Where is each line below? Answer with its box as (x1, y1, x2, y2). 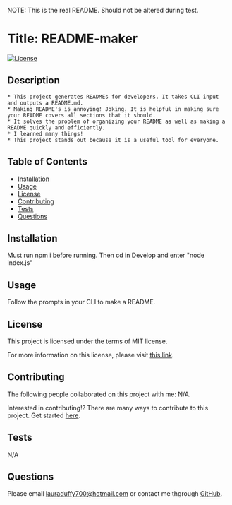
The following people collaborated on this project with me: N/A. (7, 390, 191, 398)
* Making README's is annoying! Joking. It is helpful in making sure (7, 105, 219, 112)
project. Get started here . (7, 411, 81, 420)
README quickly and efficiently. (7, 124, 106, 131)
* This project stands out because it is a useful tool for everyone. (7, 136, 219, 143)
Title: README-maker (7, 31, 138, 47)
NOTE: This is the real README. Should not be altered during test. (7, 6, 199, 14)
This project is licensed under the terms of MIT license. (7, 337, 168, 345)
